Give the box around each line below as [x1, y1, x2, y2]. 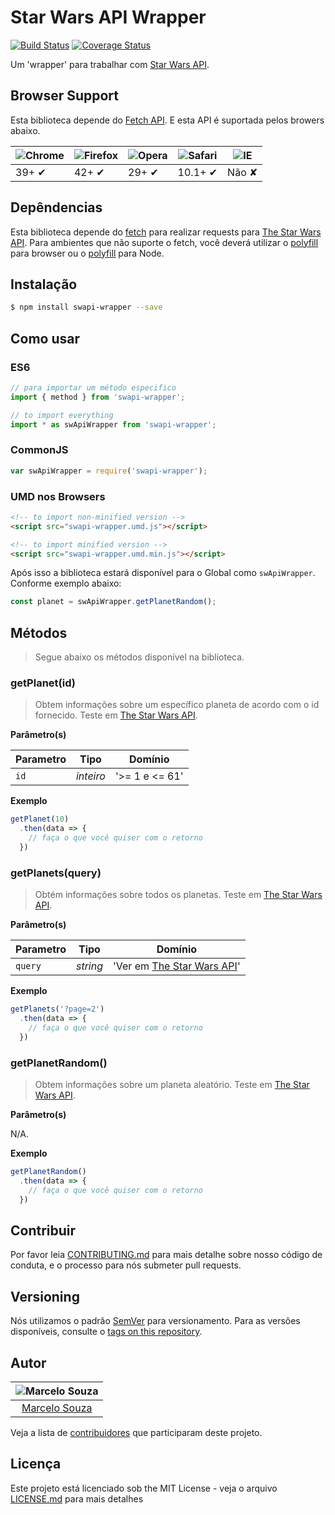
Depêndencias [10, 199, 103, 216]
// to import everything [10, 410, 114, 420]
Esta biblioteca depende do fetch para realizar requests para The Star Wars [10, 226, 322, 238]
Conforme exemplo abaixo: [10, 577, 122, 590]
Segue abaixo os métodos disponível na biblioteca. [34, 651, 245, 663]
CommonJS [10, 443, 69, 457]
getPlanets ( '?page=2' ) [10, 1004, 105, 1015]
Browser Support [10, 87, 120, 105]
